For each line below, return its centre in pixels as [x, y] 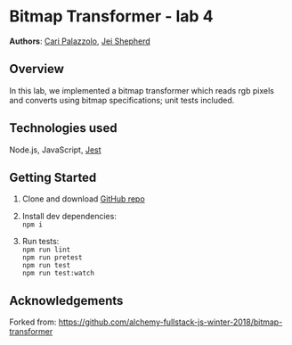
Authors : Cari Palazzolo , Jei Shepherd [80, 41]
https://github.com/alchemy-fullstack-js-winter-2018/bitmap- [170, 322]
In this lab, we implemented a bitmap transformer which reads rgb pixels [142, 90]
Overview [37, 69]
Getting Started [53, 177]
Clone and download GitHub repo [83, 199]
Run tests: [41, 242]
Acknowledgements [66, 300]
